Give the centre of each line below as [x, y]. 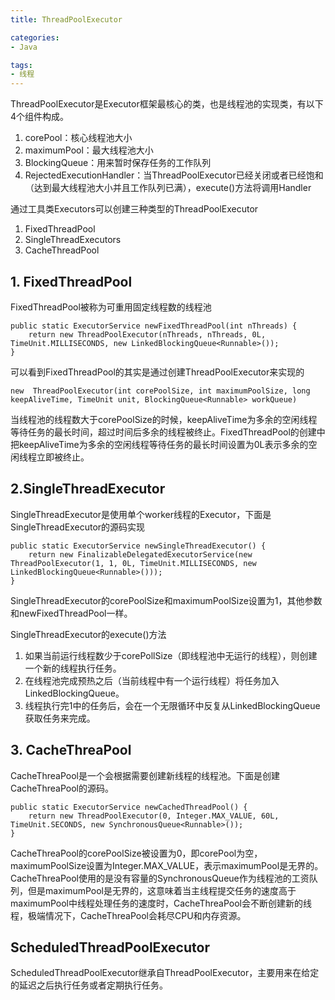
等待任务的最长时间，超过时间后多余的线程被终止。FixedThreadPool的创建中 [168, 432]
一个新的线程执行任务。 [73, 668]
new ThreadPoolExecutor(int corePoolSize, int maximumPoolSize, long [160, 391]
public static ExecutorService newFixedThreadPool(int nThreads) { [154, 326]
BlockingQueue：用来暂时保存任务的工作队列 [118, 163]
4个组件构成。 [40, 117]
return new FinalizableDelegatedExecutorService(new [140, 554]
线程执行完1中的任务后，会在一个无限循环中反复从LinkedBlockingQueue [172, 705]
